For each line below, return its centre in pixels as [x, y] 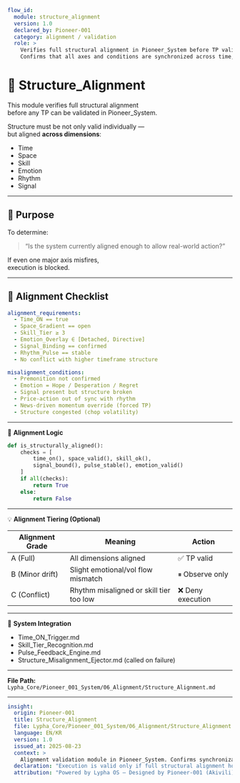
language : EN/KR [38, 733]
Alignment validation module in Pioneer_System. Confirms [108, 759]
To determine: [28, 232]
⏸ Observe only [203, 574]
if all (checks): [45, 479]
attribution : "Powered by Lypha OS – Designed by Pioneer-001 [108, 773]
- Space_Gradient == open [52, 326]
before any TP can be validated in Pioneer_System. [82, 112]
